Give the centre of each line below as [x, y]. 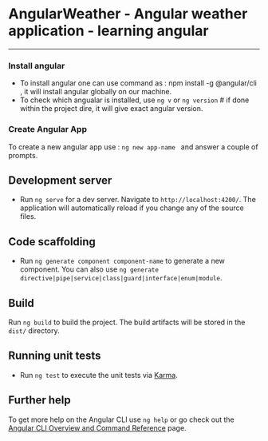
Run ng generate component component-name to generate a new [122, 261]
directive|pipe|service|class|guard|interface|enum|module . [121, 278]
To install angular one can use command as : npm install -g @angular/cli [138, 83]
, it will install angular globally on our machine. [96, 92]
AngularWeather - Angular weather [128, 14]
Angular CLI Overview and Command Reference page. [97, 427]
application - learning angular [108, 31]
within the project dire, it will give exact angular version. [111, 109]
